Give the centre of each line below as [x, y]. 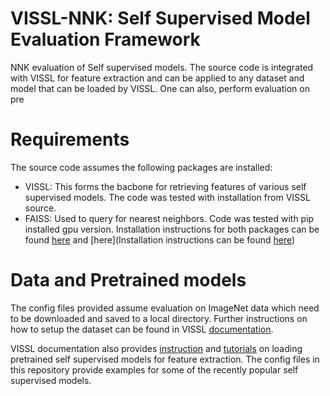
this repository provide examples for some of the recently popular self [154, 369]
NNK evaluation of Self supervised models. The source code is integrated [162, 67]
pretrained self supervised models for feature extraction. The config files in [165, 359]
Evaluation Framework [105, 39]
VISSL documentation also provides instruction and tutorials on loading [156, 348]
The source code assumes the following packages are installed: [141, 167]
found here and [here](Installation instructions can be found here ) [160, 239]
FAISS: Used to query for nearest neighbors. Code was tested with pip [169, 218]
